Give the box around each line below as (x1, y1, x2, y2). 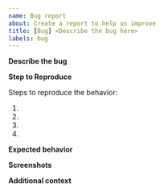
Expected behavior (8, 144, 73, 154)
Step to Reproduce (8, 72, 72, 81)
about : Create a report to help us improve (8, 19, 157, 27)
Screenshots (8, 161, 52, 170)
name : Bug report (8, 11, 67, 20)
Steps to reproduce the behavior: (8, 88, 118, 98)
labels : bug (8, 34, 48, 43)
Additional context (8, 176, 72, 186)
